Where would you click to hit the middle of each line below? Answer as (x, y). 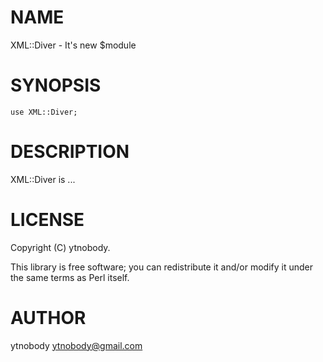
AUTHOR (48, 317)
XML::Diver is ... (43, 179)
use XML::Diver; (44, 112)
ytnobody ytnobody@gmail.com (76, 345)
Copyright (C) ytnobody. (60, 247)
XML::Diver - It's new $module (73, 45)
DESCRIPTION (70, 152)
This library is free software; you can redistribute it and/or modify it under (162, 267)
